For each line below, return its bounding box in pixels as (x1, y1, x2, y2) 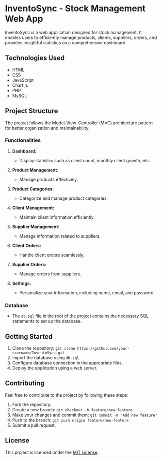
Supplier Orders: (12, 261, 47, 267)
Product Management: (12, 167, 59, 173)
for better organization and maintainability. (5, 125, 90, 131)
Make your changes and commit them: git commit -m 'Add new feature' (12, 412, 158, 418)
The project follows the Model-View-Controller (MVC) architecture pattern (5, 120, 153, 126)
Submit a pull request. (12, 422, 56, 428)
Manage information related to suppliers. (19, 233, 101, 239)
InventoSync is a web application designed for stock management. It (5, 29, 142, 35)
